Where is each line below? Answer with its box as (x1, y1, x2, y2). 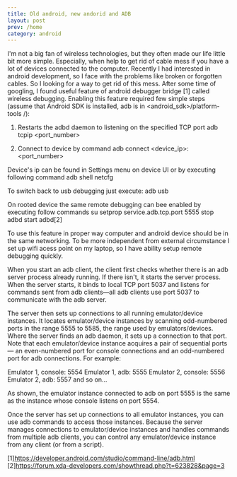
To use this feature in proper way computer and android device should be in (7, 229, 229, 237)
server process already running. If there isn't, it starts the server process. (7, 273, 221, 281)
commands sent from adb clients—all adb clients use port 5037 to (7, 288, 200, 297)
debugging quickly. (7, 252, 64, 260)
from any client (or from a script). (7, 440, 104, 449)
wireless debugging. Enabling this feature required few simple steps (7, 95, 205, 103)
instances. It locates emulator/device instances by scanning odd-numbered (7, 317, 228, 325)
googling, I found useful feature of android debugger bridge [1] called (7, 87, 210, 95)
